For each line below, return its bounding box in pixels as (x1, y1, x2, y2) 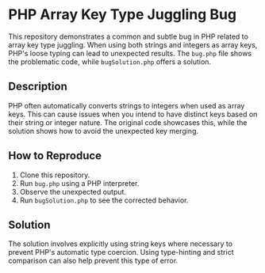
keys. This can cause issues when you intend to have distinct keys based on (8, 109, 258, 119)
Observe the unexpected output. (19, 187, 127, 196)
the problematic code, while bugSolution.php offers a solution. (8, 57, 212, 66)
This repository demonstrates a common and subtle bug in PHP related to (8, 32, 248, 41)
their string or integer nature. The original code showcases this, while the (8, 117, 248, 127)
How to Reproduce (8, 149, 102, 163)
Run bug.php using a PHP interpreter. (19, 178, 140, 188)
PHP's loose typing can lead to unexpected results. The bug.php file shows (8, 48, 252, 58)
